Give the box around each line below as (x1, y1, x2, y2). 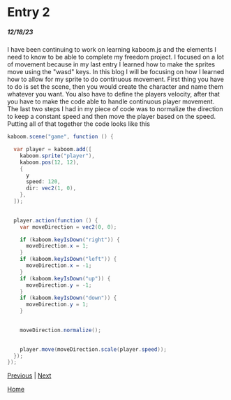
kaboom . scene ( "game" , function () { (7, 134, 114, 141)
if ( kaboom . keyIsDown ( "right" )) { (20, 236, 120, 243)
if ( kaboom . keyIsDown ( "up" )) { (20, 275, 111, 282)
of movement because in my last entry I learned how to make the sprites (7, 60, 215, 69)
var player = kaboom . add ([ (13, 146, 92, 153)
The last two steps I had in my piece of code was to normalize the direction (7, 105, 223, 113)
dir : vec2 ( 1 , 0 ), (25, 185, 77, 192)
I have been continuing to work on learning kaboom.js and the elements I (7, 45, 216, 54)
